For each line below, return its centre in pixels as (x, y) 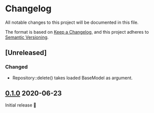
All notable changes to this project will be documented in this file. (72, 22)
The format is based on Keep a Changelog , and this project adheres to (77, 32)
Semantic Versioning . (27, 37)
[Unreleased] (26, 53)
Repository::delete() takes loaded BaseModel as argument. (73, 78)
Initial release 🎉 (21, 105)
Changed (17, 67)
